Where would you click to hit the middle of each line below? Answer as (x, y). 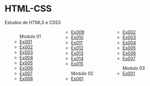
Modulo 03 (134, 68)
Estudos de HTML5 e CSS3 (33, 22)
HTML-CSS (28, 9)
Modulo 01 (30, 36)
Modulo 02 (82, 73)
